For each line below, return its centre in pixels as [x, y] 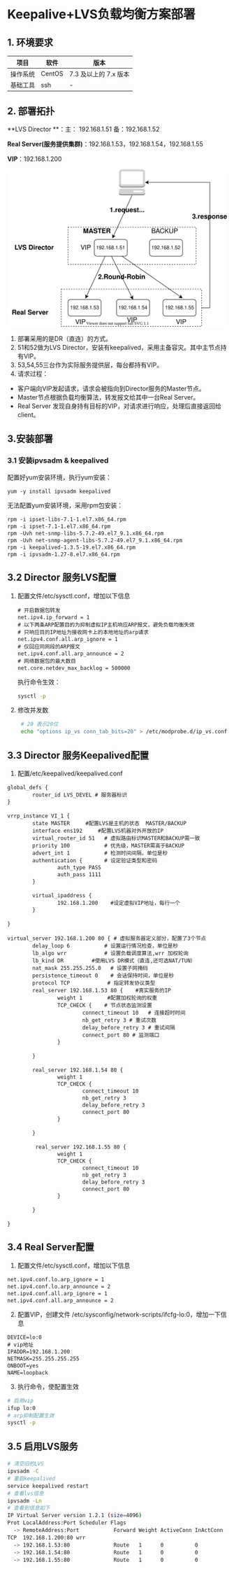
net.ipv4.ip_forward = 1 [53, 617]
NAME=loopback [28, 1372]
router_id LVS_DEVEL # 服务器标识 [80, 795]
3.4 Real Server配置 [51, 1247]
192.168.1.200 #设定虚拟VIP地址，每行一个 [118, 903]
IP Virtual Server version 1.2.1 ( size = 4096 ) [74, 1516]
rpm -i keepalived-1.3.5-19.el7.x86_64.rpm [72, 547]
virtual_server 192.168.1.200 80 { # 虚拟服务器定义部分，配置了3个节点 [107, 938]
